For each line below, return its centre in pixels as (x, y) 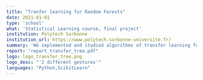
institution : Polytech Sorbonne (47, 34)
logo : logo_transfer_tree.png (44, 57)
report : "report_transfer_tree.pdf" (52, 51)
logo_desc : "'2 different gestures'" (54, 62)
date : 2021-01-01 (28, 17)
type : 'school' (25, 23)
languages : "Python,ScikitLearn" (48, 68)
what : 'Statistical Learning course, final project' (74, 29)
